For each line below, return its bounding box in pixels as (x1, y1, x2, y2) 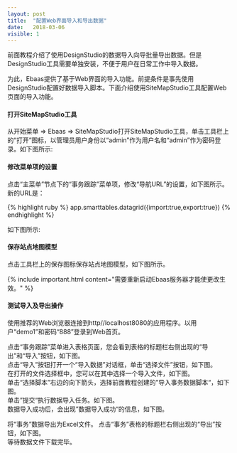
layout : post (7, 10, 46, 18)
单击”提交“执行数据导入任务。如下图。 (7, 396, 119, 405)
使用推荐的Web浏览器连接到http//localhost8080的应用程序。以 (7, 319, 191, 327)
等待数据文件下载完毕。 (7, 438, 76, 447)
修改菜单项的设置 (7, 163, 57, 171)
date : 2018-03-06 (7, 23, 65, 31)
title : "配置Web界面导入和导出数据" (7, 17, 107, 24)
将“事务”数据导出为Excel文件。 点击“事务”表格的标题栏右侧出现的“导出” (7, 420, 216, 429)
